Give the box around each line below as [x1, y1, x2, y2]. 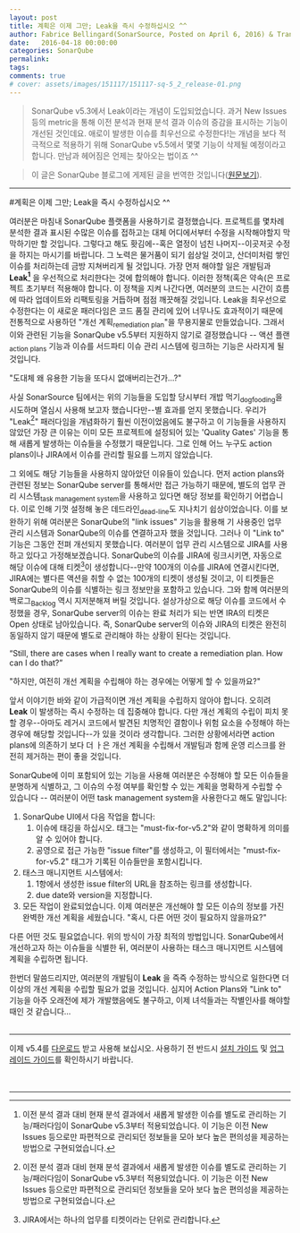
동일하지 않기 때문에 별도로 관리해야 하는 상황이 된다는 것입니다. [9, 630, 231, 641]
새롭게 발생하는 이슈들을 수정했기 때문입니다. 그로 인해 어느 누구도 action [18, 438, 272, 449]
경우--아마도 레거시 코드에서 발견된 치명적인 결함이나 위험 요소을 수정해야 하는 [18, 717, 291, 728]
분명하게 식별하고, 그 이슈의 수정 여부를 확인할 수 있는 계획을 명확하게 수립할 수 [9, 781, 283, 792]
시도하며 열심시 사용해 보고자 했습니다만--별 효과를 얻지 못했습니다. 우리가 [9, 404, 267, 415]
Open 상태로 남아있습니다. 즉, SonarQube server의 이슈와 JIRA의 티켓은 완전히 [9, 619, 287, 629]
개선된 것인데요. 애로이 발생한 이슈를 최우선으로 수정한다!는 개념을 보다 [30, 127, 277, 139]
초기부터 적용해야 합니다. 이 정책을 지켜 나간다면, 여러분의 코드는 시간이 [25, 283, 274, 294]
